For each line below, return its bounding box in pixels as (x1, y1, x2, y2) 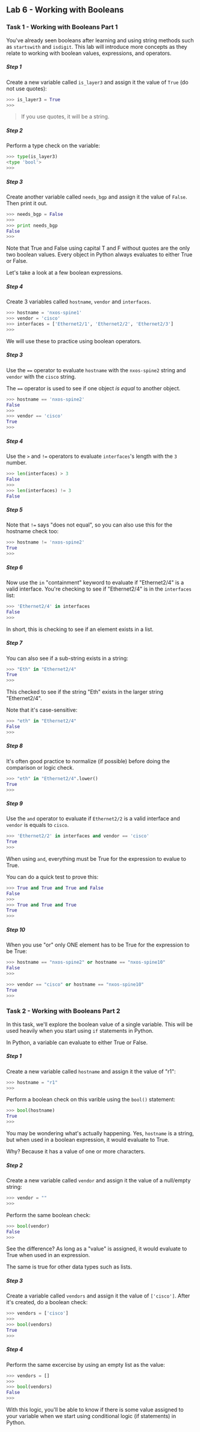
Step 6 (6, 563, 23, 571)
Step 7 (6, 639, 23, 647)
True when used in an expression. (6, 1252, 90, 1259)
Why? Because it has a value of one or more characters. (6, 1148, 146, 1155)
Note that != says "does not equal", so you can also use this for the (6, 521, 173, 528)
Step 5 (6, 506, 23, 513)
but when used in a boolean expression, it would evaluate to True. (6, 1136, 170, 1144)
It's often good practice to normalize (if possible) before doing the (6, 757, 170, 765)
